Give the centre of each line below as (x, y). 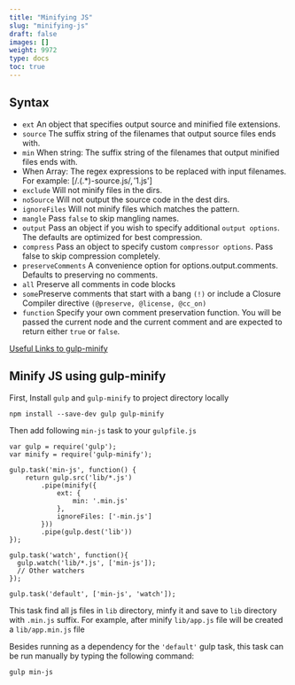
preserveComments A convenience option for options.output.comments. (150, 265)
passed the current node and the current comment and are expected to (152, 322)
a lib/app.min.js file (47, 629)
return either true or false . (71, 331)
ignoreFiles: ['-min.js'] (104, 516)
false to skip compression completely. (91, 256)
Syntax (29, 103)
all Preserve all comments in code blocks (98, 284)
